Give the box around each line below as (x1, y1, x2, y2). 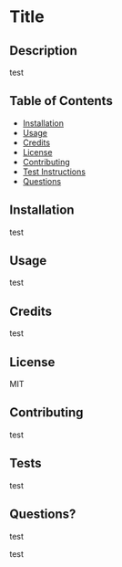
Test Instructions (22, 166, 86, 177)
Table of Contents (9, 93, 114, 109)
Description (9, 43, 77, 58)
